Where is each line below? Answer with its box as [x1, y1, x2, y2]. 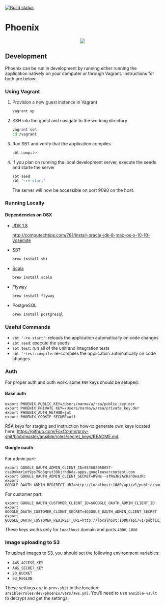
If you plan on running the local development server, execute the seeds [12, 159, 156, 165]
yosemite [12, 237, 31, 243]
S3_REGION [12, 576, 33, 581]
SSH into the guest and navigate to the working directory [12, 117, 128, 123]
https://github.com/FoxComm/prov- [16, 428, 89, 434]
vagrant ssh [12, 127, 37, 132]
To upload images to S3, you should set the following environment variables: [5, 550, 160, 556]
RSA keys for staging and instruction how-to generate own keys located [5, 423, 151, 429]
